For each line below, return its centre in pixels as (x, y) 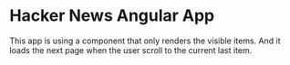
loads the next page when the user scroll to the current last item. (131, 50)
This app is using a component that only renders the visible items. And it (145, 41)
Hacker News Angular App (112, 16)
